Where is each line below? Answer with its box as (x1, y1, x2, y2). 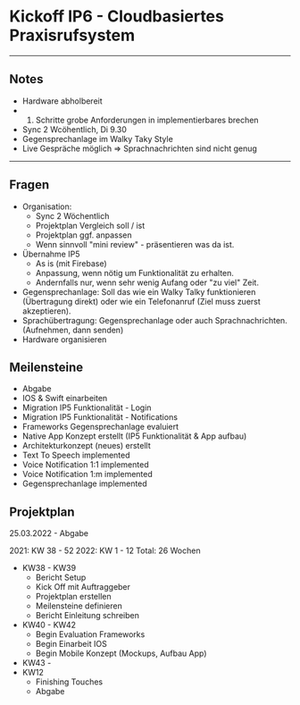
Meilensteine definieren (35, 600, 122, 611)
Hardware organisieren (21, 333, 107, 345)
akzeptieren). (21, 306, 71, 316)
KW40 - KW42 (21, 619, 77, 631)
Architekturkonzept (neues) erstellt (21, 441, 152, 451)
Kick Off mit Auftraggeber (35, 582, 131, 592)
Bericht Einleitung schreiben (35, 610, 140, 621)
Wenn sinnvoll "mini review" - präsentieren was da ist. (35, 239, 235, 249)
